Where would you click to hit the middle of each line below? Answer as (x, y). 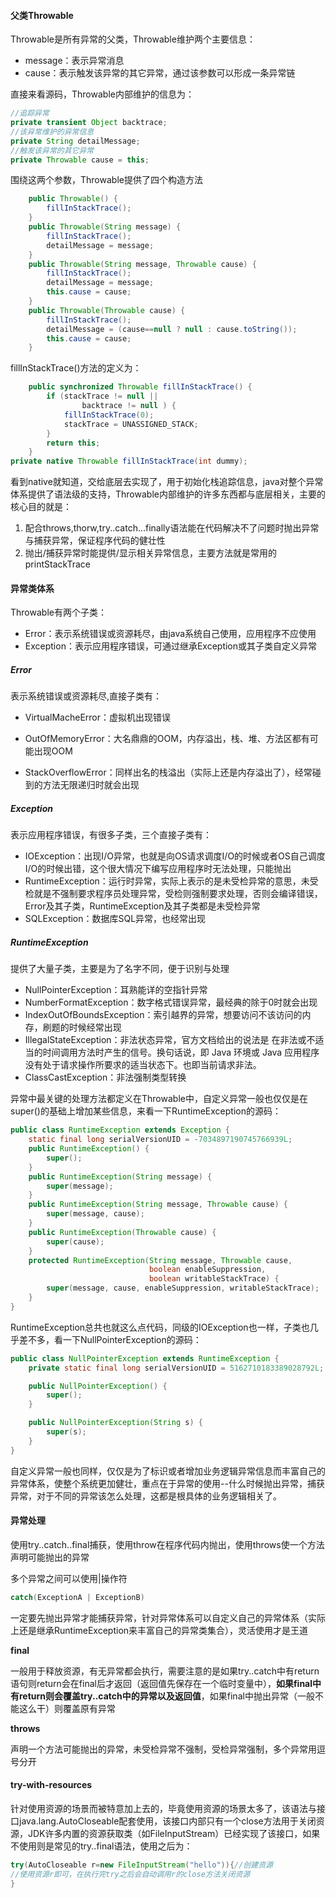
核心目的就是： (41, 507)
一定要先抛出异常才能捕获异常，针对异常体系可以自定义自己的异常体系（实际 (168, 1617)
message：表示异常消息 (74, 61)
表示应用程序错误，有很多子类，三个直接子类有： (111, 835)
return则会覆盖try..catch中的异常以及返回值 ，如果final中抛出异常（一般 (166, 1696)
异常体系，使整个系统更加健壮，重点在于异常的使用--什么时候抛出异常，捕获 (167, 1483)
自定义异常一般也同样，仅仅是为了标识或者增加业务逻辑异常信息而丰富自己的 (168, 1471)
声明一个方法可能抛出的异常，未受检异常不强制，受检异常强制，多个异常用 (163, 1749)
